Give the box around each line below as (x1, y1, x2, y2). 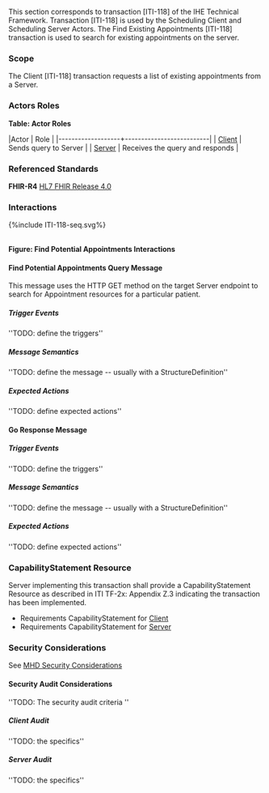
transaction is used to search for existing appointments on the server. (8, 32, 240, 42)
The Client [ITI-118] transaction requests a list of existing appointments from (8, 71, 261, 81)
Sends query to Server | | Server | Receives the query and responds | (8, 143, 239, 152)
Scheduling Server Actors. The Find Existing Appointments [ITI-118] (8, 24, 233, 33)
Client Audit (8, 716, 50, 726)
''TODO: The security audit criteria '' (8, 697, 129, 707)
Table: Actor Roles (8, 118, 71, 128)
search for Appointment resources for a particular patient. (8, 289, 201, 299)
